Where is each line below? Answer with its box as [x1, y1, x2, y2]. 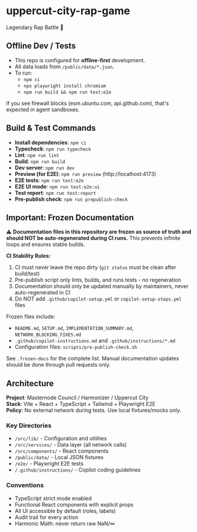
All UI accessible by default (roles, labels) [14, 507, 116, 514]
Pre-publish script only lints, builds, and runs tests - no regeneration [14, 277, 182, 284]
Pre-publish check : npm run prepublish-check [14, 196, 128, 203]
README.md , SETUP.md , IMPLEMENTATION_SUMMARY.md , [14, 325, 134, 332]
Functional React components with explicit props [14, 501, 134, 508]
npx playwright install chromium [23, 83, 106, 89]
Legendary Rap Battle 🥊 [6, 24, 64, 31]
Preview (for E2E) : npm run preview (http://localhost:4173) [14, 170, 157, 177]
